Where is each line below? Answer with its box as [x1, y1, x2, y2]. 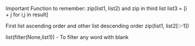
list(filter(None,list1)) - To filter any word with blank [5, 34, 129, 40]
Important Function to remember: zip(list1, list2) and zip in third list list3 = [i [5, 5, 187, 12]
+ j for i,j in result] [5, 11, 48, 18]
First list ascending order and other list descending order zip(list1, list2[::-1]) [5, 23, 190, 29]
